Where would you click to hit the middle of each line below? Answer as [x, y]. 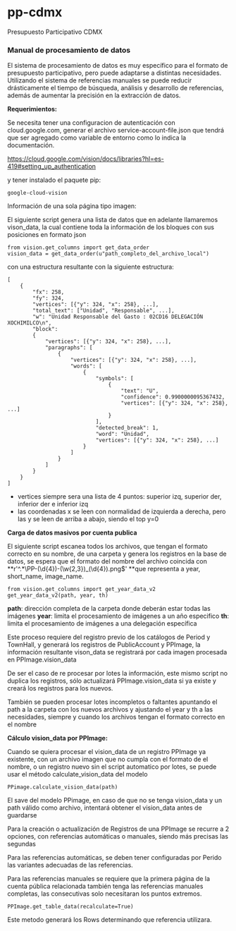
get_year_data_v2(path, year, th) [58, 596]
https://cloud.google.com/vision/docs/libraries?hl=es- [86, 159]
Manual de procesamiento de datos [69, 50]
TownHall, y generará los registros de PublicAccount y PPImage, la [104, 645]
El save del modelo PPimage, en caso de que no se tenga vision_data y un [115, 801]
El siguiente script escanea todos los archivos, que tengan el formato [107, 547]
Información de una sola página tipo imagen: [72, 206]
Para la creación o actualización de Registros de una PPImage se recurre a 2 [118, 829]
